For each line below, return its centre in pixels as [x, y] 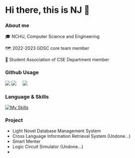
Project [14, 120]
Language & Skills [27, 97]
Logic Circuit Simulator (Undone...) [48, 147]
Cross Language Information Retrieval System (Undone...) [71, 136]
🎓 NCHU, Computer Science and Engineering [52, 37]
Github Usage [22, 73]
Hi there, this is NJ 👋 [48, 10]
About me [17, 26]
